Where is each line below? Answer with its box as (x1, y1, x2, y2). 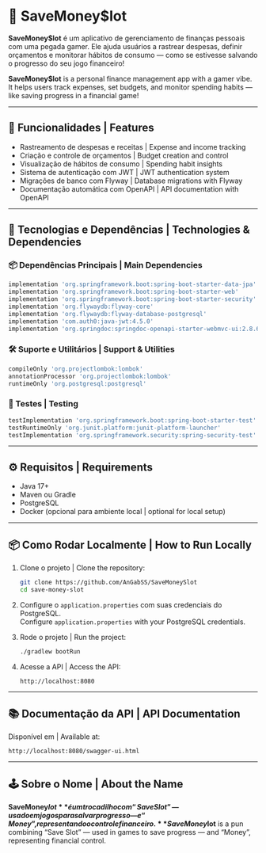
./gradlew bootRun (19, 647, 81, 656)
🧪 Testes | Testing (8, 398, 79, 409)
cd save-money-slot (19, 585, 85, 593)
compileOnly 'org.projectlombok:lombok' (8, 364, 144, 373)
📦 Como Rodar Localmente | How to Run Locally (8, 538, 252, 551)
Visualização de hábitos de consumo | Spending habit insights (19, 158, 223, 169)
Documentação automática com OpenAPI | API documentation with (19, 184, 239, 193)
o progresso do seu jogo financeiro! (8, 59, 125, 68)
